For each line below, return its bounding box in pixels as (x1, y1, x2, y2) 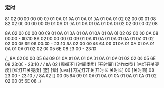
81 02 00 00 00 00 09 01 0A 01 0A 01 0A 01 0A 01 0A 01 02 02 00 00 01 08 (5, 16, 156, 22)
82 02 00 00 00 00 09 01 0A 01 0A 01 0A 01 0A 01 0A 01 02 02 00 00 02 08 (5, 21, 158, 27)
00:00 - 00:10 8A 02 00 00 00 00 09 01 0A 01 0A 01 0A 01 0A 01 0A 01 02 (5, 36, 154, 42)
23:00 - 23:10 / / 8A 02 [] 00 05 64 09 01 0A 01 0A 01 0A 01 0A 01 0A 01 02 (5, 73, 157, 79)
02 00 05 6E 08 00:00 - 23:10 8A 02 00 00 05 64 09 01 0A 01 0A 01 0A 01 (5, 41, 155, 47)
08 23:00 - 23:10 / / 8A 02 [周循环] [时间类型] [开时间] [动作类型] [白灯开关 (5, 61, 155, 67)
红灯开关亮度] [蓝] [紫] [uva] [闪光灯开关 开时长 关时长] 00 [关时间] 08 (14, 67, 154, 73)
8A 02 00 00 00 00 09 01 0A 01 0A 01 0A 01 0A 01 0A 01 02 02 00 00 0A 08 (5, 30, 159, 36)
